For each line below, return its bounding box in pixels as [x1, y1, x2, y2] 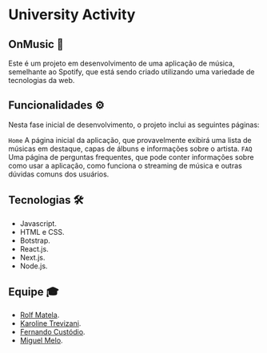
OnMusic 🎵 [8, 38, 64, 51]
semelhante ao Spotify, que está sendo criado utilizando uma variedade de [8, 67, 255, 77]
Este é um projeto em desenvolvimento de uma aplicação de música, [8, 58, 235, 68]
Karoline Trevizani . [19, 319, 82, 328]
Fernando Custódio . [19, 327, 86, 337]
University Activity [8, 6, 136, 24]
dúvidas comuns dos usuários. [8, 169, 110, 179]
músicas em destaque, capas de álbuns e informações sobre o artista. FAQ [8, 144, 253, 153]
